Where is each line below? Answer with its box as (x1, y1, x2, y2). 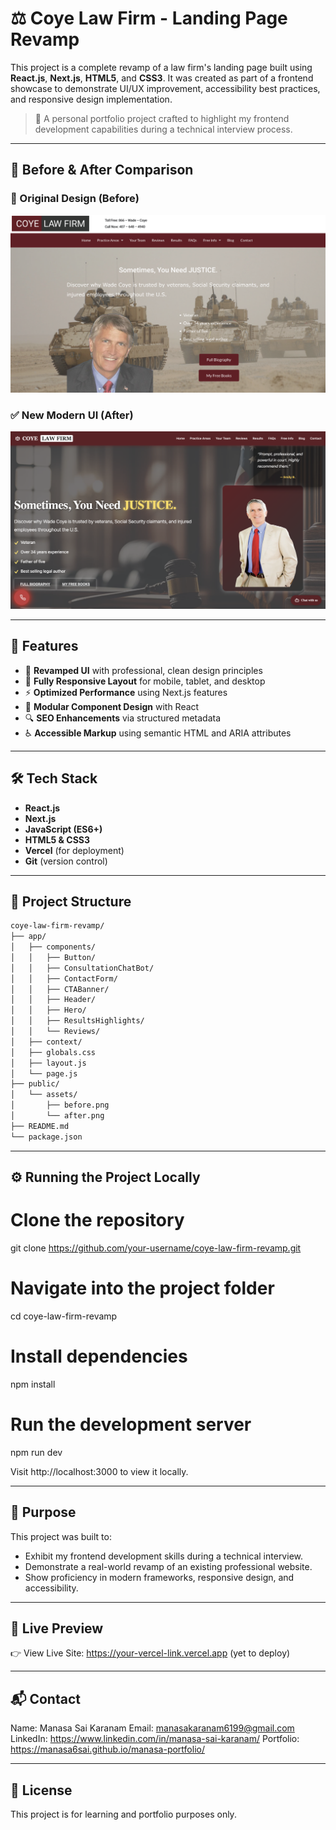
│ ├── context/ (10, 1037, 83, 1047)
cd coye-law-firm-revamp (10, 1310, 118, 1322)
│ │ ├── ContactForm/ (10, 973, 118, 984)
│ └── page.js (10, 1068, 78, 1079)
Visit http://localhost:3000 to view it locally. (10, 1465, 189, 1477)
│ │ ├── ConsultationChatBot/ (10, 963, 155, 973)
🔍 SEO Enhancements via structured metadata (24, 712, 222, 724)
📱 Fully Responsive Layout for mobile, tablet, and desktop (24, 675, 266, 687)
